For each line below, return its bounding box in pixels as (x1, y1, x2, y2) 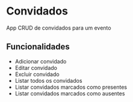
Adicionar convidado (14, 57, 67, 65)
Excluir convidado (14, 71, 60, 78)
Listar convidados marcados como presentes (14, 83, 128, 91)
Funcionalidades (6, 42, 70, 52)
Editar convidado (14, 64, 58, 71)
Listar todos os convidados (14, 77, 82, 84)
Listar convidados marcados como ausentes (14, 89, 125, 97)
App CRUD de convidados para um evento (6, 24, 111, 31)
